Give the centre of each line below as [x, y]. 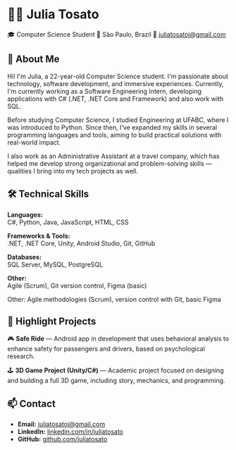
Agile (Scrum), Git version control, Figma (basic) [77, 286]
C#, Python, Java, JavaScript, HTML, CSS [68, 222]
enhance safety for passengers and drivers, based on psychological [106, 349]
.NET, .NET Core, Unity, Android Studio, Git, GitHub [81, 243]
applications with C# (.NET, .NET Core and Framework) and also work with [116, 99]
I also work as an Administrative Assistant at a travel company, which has [113, 156]
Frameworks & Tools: [39, 236]
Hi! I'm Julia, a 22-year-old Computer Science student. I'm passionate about [118, 76]
